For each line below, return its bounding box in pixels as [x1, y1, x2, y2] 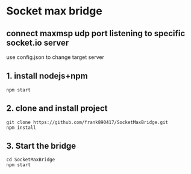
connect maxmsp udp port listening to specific [6, 28, 186, 39]
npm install [6, 125, 36, 131]
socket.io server [6, 37, 69, 48]
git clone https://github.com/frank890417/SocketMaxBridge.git [6, 119, 169, 125]
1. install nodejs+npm [6, 71, 89, 81]
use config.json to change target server [6, 54, 104, 61]
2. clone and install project [6, 104, 108, 114]
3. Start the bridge [6, 141, 77, 151]
